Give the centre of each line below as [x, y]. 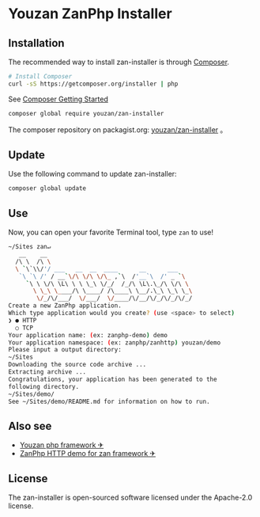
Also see [30, 426]
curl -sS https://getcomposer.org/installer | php [93, 84]
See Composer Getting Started [58, 99]
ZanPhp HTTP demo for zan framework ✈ [88, 454]
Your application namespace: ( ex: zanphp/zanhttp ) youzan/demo [115, 342]
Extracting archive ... [47, 372]
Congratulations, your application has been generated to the [113, 379]
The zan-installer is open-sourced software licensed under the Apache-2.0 [130, 497]
